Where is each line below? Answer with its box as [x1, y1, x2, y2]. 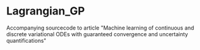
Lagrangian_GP [6, 4, 85, 18]
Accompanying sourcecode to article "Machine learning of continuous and [6, 24, 194, 31]
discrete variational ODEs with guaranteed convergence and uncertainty [6, 30, 188, 37]
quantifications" [6, 37, 47, 44]
